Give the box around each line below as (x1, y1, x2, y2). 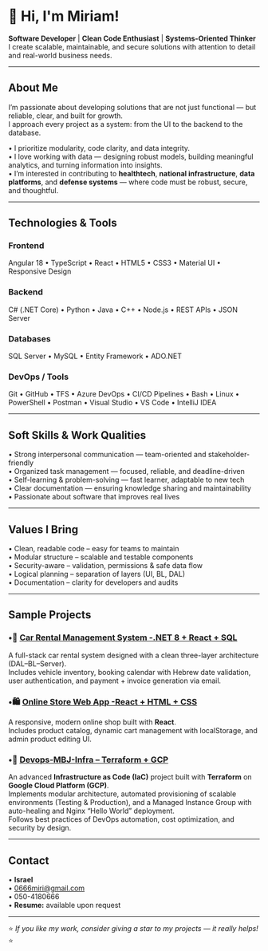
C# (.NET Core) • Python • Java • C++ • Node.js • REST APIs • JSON (8, 305, 238, 314)
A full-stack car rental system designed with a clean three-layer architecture (8, 650, 259, 660)
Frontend (8, 240, 45, 251)
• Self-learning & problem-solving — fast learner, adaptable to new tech (8, 475, 245, 485)
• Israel (8, 875, 33, 885)
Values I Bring (8, 523, 79, 536)
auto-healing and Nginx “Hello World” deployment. (8, 806, 175, 816)
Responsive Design (8, 266, 72, 276)
